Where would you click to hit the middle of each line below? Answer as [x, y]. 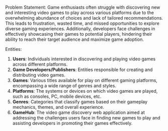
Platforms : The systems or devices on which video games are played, [85, 91]
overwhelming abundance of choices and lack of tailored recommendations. [84, 18]
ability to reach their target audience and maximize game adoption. [75, 39]
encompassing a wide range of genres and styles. [64, 86]
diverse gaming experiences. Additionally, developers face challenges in [80, 29]
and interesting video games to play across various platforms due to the [80, 13]
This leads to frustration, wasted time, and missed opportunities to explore [82, 23]
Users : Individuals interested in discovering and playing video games [84, 59]
